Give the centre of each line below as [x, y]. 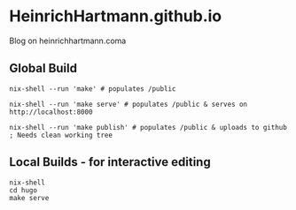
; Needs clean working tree [61, 135]
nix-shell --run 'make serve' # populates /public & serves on [129, 104]
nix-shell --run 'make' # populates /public [93, 89]
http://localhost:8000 [51, 112]
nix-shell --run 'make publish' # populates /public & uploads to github [148, 127]
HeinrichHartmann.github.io [116, 16]
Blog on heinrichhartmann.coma [68, 41]
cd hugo [23, 190]
